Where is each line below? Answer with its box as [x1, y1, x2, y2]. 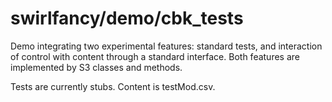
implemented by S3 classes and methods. [10, 61, 183, 73]
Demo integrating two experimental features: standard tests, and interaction [10, 40, 323, 52]
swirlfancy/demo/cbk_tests [10, 7, 244, 30]
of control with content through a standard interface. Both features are [10, 50, 300, 62]
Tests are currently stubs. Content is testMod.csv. [10, 80, 216, 92]
